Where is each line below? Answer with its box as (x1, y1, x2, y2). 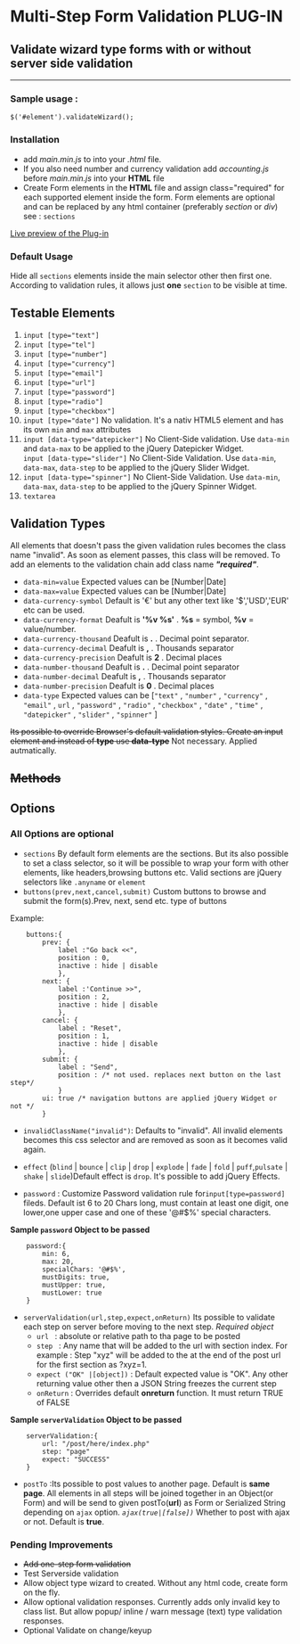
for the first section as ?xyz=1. (36, 1359, 148, 1369)
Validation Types (10, 516, 106, 531)
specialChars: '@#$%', (42, 1264, 126, 1274)
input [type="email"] (22, 368, 103, 378)
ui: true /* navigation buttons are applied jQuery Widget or (42, 1094, 278, 1103)
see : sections (22, 210, 76, 221)
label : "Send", (57, 1063, 118, 1072)
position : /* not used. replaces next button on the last (57, 1070, 281, 1080)
